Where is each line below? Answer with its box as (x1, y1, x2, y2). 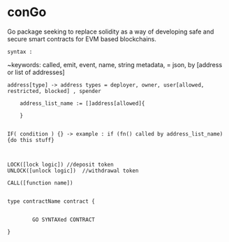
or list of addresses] (7, 68, 65, 76)
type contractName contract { (7, 197, 96, 205)
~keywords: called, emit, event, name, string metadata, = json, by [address (7, 60, 223, 69)
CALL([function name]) (7, 179, 73, 186)
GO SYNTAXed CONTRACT (32, 216, 96, 223)
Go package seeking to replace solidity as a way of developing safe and (7, 27, 214, 36)
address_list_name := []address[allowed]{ (20, 99, 145, 107)
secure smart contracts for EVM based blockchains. (7, 34, 157, 43)
